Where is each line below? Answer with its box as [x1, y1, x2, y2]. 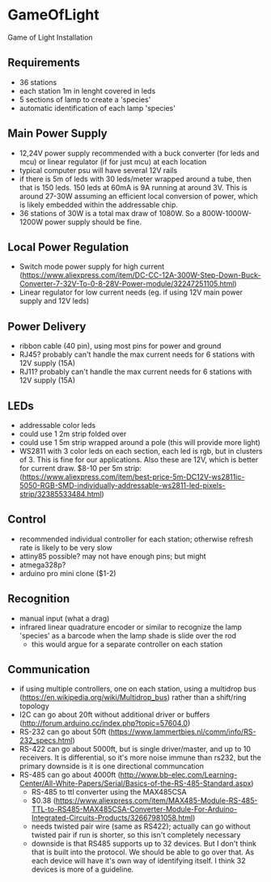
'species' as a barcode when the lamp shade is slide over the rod [19, 630, 236, 640]
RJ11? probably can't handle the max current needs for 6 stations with [19, 367, 252, 377]
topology [19, 702, 49, 711]
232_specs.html [19, 736, 73, 745]
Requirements [7, 56, 80, 70]
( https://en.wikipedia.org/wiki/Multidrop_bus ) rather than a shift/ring [19, 693, 247, 702]
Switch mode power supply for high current [19, 261, 165, 272]
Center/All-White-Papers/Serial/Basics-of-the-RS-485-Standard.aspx [19, 778, 252, 788]
